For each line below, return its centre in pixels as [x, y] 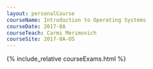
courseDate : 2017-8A [36, 26]
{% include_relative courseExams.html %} [66, 59]
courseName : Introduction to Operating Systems [76, 20]
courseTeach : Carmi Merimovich [52, 33]
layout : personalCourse [41, 13]
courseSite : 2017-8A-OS [41, 39]
